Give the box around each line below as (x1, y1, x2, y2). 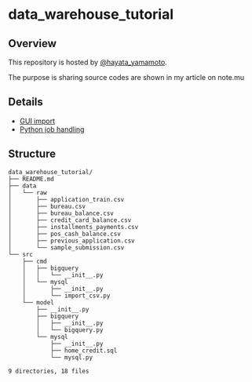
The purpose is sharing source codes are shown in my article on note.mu (8, 73, 245, 82)
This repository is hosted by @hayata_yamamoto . (8, 57, 167, 67)
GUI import (19, 116, 56, 126)
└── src (8, 250, 34, 258)
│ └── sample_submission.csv (8, 243, 125, 252)
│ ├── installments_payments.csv (8, 223, 139, 231)
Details (8, 96, 43, 109)
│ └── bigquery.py (36, 326, 104, 334)
